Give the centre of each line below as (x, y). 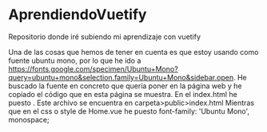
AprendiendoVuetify (78, 15)
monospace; (29, 119)
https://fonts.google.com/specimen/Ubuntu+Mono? (93, 68)
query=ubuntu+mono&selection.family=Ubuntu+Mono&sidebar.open (121, 77)
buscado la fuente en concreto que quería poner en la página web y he (125, 86)
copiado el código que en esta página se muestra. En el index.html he (123, 94)
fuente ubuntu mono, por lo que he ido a (75, 60)
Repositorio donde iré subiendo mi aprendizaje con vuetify (105, 37)
